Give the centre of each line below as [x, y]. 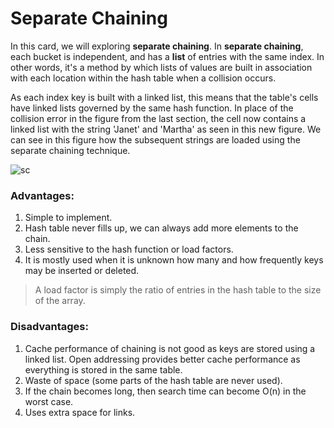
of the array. [60, 301]
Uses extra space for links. [80, 412]
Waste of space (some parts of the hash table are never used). [153, 380]
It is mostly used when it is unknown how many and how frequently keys [174, 260]
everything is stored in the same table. [103, 369]
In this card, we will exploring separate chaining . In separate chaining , [157, 46]
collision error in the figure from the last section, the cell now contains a [158, 118]
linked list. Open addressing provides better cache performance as [162, 359]
